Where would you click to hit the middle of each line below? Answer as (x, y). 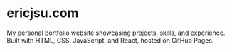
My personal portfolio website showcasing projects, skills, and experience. (116, 33)
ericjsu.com (43, 13)
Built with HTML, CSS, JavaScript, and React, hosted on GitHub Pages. (110, 40)
